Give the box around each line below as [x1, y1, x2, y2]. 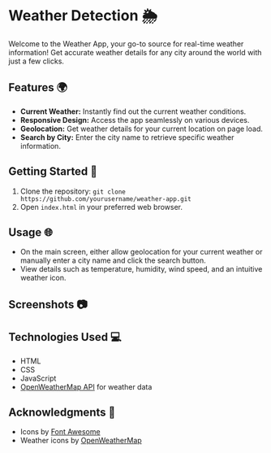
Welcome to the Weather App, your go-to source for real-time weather [8, 38, 244, 49]
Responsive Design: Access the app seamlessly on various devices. [19, 115, 250, 124]
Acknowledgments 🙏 [8, 405, 116, 419]
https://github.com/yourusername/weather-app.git [19, 194, 192, 203]
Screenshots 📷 [8, 298, 88, 311]
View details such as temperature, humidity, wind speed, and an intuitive [19, 264, 263, 274]
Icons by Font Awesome [19, 427, 101, 437]
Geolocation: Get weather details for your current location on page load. [19, 124, 264, 133]
